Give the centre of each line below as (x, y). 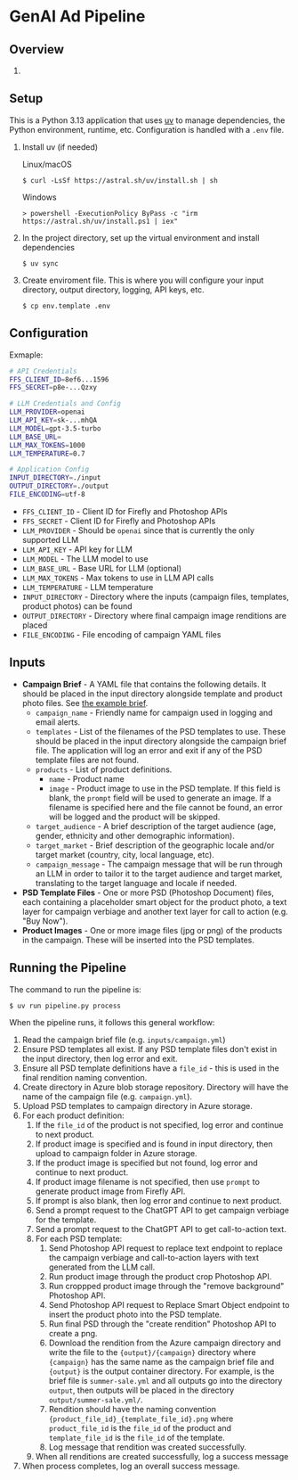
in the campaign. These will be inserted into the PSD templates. (138, 940)
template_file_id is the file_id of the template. (137, 1438)
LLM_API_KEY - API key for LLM (77, 549)
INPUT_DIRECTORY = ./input (55, 478)
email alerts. (58, 722)
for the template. (66, 1220)
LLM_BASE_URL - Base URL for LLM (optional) (102, 568)
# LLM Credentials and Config (65, 404)
